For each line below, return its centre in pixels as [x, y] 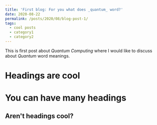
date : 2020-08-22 [23, 14]
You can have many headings [66, 98]
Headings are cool [43, 76]
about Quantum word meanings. [38, 56]
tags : [10, 23]
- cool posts [23, 28]
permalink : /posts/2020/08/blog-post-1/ [47, 19]
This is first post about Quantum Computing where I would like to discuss [79, 51]
